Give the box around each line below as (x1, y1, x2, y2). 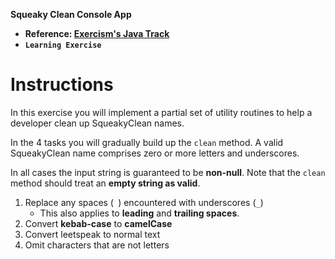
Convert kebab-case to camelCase (24, 217, 173, 229)
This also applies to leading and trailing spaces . (39, 207, 240, 219)
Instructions (10, 74, 114, 96)
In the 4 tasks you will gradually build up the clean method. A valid (10, 136, 284, 148)
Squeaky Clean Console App (10, 9, 132, 20)
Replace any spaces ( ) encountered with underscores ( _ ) (24, 196, 264, 208)
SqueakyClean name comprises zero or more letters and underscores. (10, 147, 300, 159)
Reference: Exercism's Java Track (24, 28, 170, 39)
